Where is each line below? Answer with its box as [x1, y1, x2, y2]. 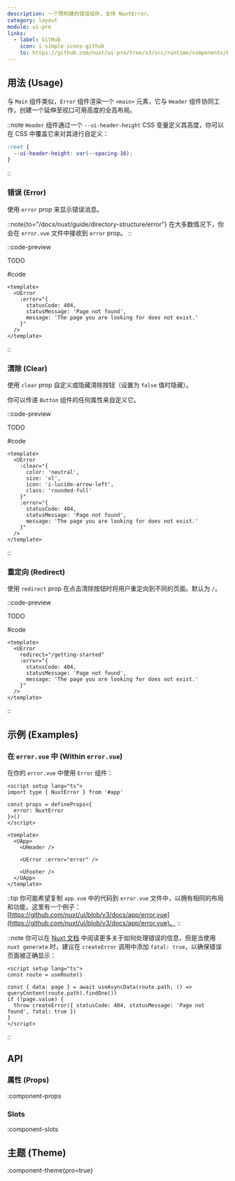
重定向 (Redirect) [7, 567, 65, 576]
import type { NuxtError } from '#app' [7, 789, 124, 796]
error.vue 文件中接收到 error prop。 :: [20, 228, 132, 237]
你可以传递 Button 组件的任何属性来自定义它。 [7, 395, 140, 403]
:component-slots [7, 1125, 59, 1133]
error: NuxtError [13, 807, 64, 814]
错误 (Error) [7, 188, 47, 198]
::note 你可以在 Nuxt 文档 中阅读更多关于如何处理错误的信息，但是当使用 [7, 933, 216, 942]
